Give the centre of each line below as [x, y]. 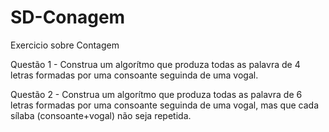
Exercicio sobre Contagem [65, 45]
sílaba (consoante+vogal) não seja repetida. [101, 115]
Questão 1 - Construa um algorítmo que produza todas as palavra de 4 [155, 64]
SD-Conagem [68, 17]
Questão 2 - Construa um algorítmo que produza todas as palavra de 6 [156, 94]
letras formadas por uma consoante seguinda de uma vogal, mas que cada [165, 105]
